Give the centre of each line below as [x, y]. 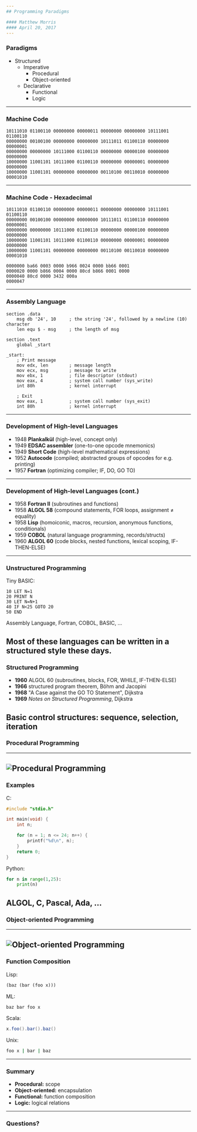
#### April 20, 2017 [31, 28]
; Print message [37, 360]
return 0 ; [29, 852]
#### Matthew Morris [31, 22]
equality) [25, 516]
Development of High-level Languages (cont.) [73, 491]
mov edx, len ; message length [64, 365]
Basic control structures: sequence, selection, [92, 717]
